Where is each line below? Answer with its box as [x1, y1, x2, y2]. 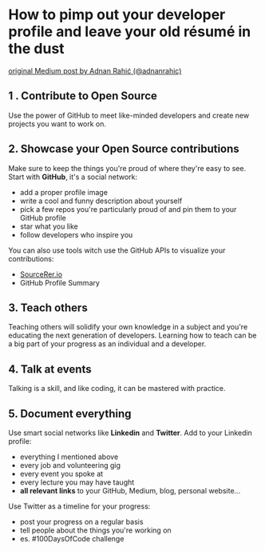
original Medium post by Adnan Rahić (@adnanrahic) [8, 66, 182, 75]
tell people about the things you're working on [19, 525, 172, 535]
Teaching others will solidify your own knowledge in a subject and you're [8, 322, 248, 332]
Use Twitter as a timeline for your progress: [8, 501, 151, 511]
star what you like [19, 222, 78, 231]
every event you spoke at [19, 469, 104, 478]
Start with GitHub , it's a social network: [8, 172, 138, 182]
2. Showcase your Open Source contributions [8, 142, 239, 156]
